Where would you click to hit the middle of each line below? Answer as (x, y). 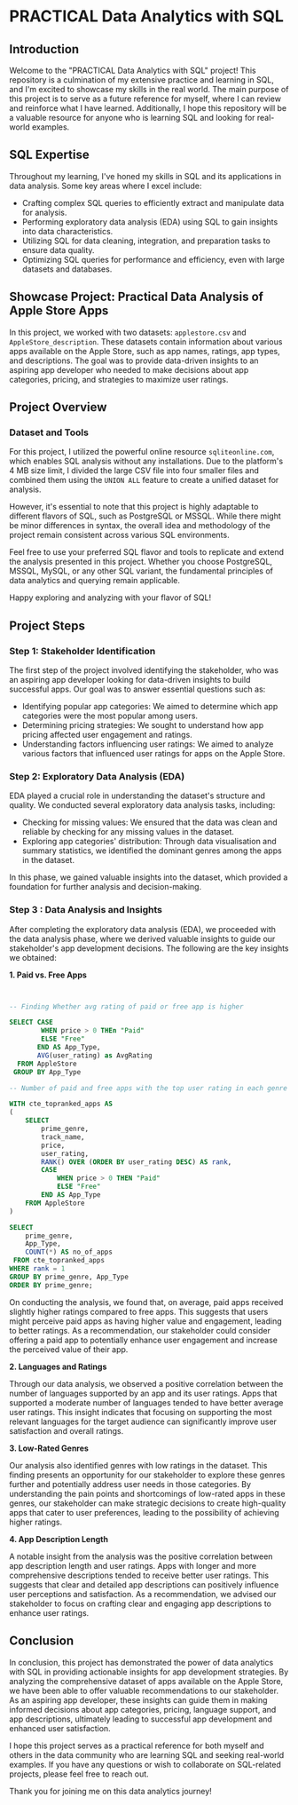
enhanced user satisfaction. (60, 1728)
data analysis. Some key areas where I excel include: (106, 186)
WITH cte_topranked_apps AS (61, 1104)
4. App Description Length (59, 1539)
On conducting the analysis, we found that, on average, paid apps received (146, 1302)
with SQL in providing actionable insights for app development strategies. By (149, 1672)
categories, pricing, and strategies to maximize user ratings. (119, 379)
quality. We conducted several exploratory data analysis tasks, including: (142, 805)
